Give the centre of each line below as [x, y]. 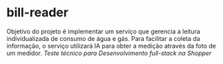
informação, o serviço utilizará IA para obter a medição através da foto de [111, 46]
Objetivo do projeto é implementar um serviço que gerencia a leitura [104, 31]
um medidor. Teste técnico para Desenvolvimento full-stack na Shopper [109, 53]
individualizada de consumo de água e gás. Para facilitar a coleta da [104, 38]
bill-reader [38, 13]
